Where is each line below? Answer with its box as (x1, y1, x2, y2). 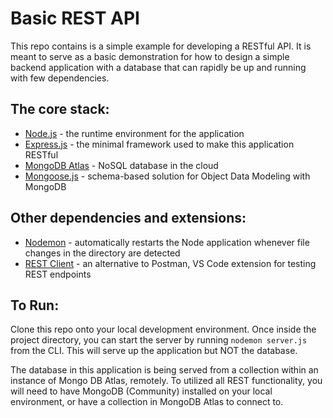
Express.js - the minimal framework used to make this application (24, 138, 295, 150)
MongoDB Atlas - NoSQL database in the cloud (24, 159, 219, 171)
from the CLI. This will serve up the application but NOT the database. (10, 345, 298, 357)
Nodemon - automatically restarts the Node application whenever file (24, 236, 310, 248)
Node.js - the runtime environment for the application (24, 127, 245, 139)
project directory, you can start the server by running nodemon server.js (10, 334, 308, 346)
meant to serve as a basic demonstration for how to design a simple (10, 50, 290, 62)
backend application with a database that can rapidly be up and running (10, 61, 307, 73)
